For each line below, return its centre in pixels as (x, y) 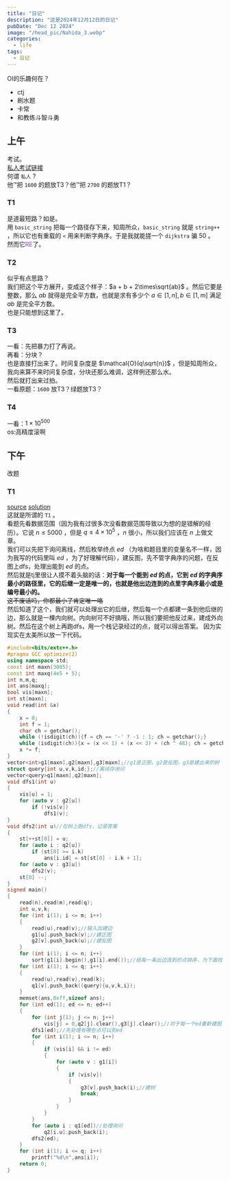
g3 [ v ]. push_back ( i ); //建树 (118, 1087)
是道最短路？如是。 (34, 218)
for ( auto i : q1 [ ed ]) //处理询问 (77, 1126)
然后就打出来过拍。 (34, 380)
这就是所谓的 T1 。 (33, 515)
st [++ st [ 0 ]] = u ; (44, 839)
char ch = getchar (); (50, 730)
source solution (29, 506)
